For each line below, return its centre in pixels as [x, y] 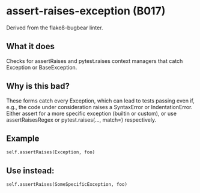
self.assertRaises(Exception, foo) [51, 152]
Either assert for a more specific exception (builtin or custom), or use [92, 113]
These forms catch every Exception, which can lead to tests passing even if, [101, 101]
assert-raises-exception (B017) [86, 11]
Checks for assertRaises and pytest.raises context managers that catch [95, 61]
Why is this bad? [38, 86]
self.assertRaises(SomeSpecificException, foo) [67, 185]
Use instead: [30, 171]
